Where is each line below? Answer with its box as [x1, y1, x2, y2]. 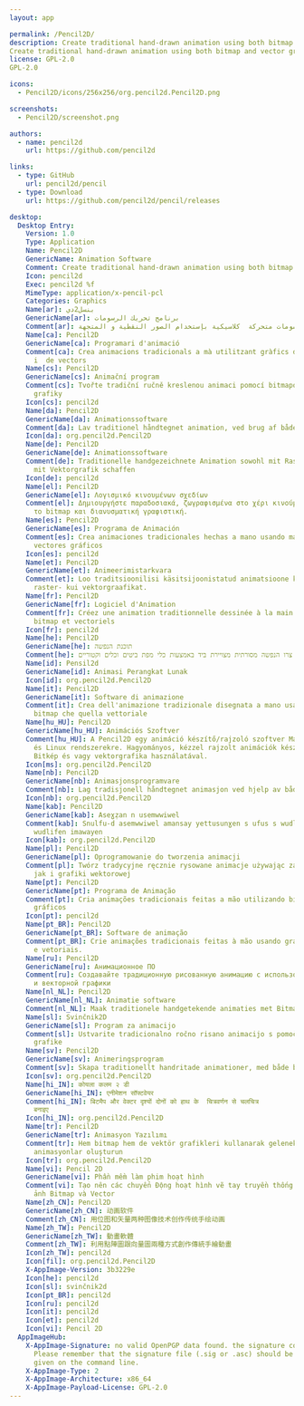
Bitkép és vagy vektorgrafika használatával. [33, 751, 208, 761]
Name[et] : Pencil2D [25, 558, 100, 567]
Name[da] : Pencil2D [25, 406, 100, 415]
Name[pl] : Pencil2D [25, 844, 100, 853]
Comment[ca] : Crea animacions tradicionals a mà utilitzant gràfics [25, 347, 290, 356]
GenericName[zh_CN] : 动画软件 [25, 1206, 134, 1215]
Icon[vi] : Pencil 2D [25, 1324, 103, 1334]
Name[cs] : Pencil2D [25, 364, 100, 373]
